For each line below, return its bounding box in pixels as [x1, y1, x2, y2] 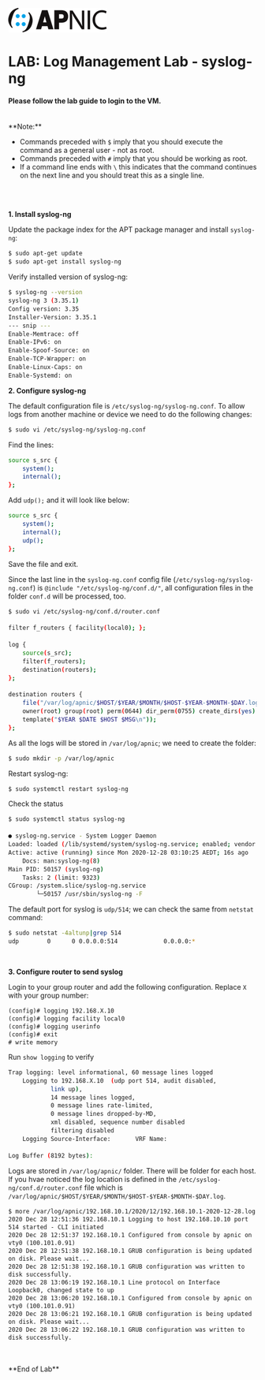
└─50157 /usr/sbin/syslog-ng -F [36, 890, 144, 898]
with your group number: [8, 990, 89, 1000]
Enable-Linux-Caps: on [8, 364, 83, 371]
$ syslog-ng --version [8, 289, 83, 297]
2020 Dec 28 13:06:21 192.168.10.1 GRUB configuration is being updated [8, 1310, 252, 1318]
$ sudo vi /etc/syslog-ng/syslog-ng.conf [8, 426, 147, 434]
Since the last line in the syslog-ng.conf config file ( [8, 574, 176, 584]
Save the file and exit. [8, 559, 79, 569]
